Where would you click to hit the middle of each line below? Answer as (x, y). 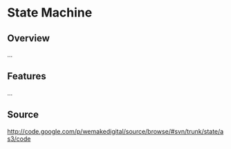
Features (27, 76)
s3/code (19, 139)
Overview (29, 38)
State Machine (50, 13)
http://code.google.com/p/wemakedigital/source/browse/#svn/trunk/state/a (115, 131)
